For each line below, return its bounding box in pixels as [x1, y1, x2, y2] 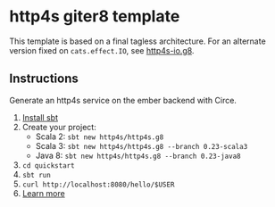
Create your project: [21, 121, 96, 132]
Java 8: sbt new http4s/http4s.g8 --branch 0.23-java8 [35, 150, 241, 161]
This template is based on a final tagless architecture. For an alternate [9, 36, 266, 46]
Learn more [21, 187, 65, 198]
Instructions [9, 71, 79, 87]
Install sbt [21, 112, 58, 122]
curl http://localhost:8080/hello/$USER [21, 180, 175, 189]
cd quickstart [21, 161, 75, 170]
